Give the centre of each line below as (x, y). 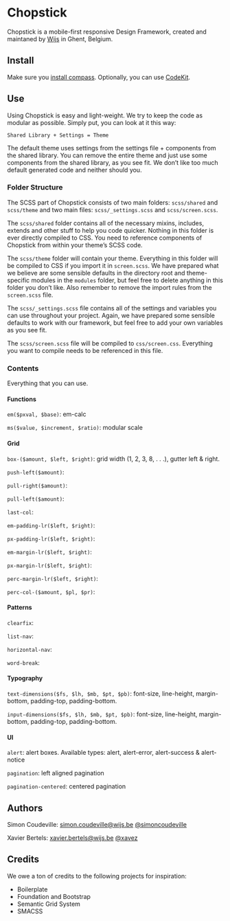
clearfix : (21, 622)
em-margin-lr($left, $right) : (50, 552)
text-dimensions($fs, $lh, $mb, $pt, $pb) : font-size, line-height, (101, 693)
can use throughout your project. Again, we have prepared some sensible (111, 315)
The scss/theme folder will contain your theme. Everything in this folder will (113, 258)
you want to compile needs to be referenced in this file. (85, 350)
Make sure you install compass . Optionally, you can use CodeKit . (99, 77)
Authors (25, 808)
